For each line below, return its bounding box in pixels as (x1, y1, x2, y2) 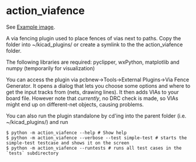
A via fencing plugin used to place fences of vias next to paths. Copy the (6, 35, 181, 42)
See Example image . (6, 23, 56, 30)
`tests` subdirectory (6, 150, 59, 156)
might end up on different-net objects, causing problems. (6, 101, 145, 108)
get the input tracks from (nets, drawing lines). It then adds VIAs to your (6, 88, 179, 95)
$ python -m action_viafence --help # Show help (6, 130, 127, 136)
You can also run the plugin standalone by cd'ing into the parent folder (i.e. (6, 112, 187, 119)
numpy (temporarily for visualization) (6, 64, 95, 71)
